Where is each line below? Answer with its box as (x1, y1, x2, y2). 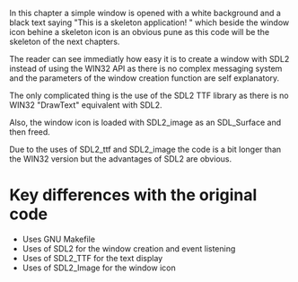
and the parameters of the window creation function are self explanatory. (9, 73, 280, 84)
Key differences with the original (9, 185, 258, 206)
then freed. (9, 127, 51, 137)
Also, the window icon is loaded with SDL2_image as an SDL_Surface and (9, 117, 281, 128)
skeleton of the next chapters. (9, 36, 120, 47)
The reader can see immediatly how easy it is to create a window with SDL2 (9, 54, 290, 64)
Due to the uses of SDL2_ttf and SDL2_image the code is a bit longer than (9, 144, 282, 154)
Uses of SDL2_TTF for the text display (22, 252, 163, 263)
